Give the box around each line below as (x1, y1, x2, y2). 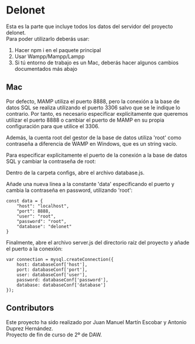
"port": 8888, (16, 208, 51, 214)
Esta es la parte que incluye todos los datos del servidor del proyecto (6, 23, 173, 30)
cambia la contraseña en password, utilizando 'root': (6, 187, 133, 194)
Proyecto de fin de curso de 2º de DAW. (6, 331, 102, 338)
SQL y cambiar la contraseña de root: (6, 157, 96, 164)
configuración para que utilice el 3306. (6, 122, 100, 129)
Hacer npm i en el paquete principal (14, 46, 101, 53)
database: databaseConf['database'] (16, 282, 107, 288)
